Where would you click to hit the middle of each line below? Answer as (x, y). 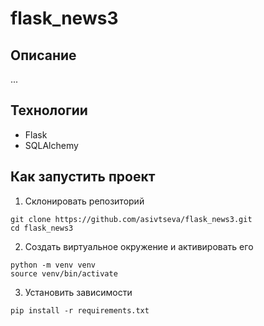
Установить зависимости (78, 292)
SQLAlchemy (51, 145)
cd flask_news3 (42, 228)
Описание (43, 55)
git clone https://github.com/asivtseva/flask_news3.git (131, 219)
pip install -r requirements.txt (80, 310)
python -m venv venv (53, 265)
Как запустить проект (83, 177)
